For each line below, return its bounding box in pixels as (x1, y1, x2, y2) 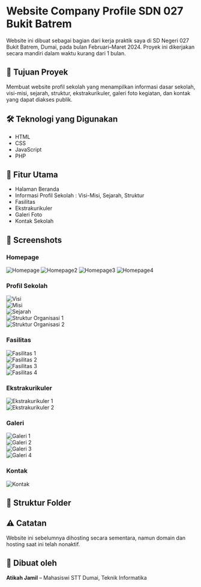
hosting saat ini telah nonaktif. (6, 540, 80, 548)
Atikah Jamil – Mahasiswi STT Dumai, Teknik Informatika (6, 574, 147, 581)
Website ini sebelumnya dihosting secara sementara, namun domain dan (6, 534, 186, 541)
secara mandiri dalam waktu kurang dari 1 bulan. (6, 49, 126, 57)
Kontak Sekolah (14, 218, 54, 225)
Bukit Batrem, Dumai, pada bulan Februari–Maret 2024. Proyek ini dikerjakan (6, 43, 195, 51)
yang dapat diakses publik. (6, 96, 73, 103)
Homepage (6, 253, 39, 261)
